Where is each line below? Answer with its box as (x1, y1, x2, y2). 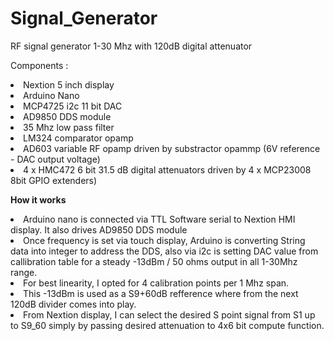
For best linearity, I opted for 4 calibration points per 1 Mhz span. (23, 277, 290, 289)
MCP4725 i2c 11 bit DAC (23, 100, 123, 112)
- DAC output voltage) (10, 153, 101, 165)
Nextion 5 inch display (23, 78, 115, 91)
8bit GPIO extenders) (10, 174, 98, 186)
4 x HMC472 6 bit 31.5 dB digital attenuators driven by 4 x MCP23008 (23, 163, 312, 176)
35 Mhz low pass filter (23, 121, 115, 133)
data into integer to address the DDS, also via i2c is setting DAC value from (10, 245, 319, 257)
